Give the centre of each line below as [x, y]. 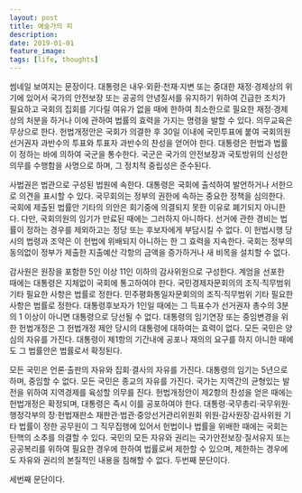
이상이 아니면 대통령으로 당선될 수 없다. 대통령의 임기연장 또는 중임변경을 [151, 316]
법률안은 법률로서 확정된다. [76, 350]
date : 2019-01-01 [42, 43]
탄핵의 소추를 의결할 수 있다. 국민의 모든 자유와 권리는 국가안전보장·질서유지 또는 [150, 437]
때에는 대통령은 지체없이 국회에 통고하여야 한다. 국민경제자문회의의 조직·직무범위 [150, 283]
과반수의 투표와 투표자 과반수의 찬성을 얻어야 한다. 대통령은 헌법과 [156, 143]
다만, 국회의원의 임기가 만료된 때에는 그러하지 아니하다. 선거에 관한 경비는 [150, 219]
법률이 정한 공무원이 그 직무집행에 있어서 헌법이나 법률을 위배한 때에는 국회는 [153, 426]
